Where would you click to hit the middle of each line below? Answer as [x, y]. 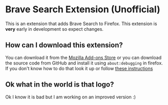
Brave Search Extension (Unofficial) [83, 9]
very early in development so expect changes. [55, 29]
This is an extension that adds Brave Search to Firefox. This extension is [81, 24]
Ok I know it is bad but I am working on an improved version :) [71, 97]
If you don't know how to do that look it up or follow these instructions [79, 68]
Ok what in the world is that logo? [60, 85]
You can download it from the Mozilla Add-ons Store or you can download [83, 57]
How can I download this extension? [64, 45]
